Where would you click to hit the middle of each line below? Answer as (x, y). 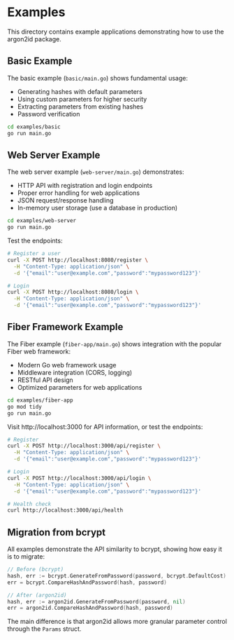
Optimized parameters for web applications (80, 387)
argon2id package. (34, 39)
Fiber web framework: (39, 351)
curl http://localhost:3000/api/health (65, 510)
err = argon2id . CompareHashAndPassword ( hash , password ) (90, 608)
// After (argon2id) (37, 595)
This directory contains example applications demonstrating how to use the (116, 32)
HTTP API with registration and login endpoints (85, 186)
